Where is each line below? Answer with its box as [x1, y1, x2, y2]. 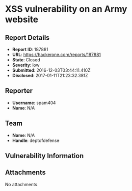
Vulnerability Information [5, 152, 84, 160]
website [5, 14, 38, 25]
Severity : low [12, 62, 40, 68]
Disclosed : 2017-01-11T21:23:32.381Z [12, 73, 88, 78]
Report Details [5, 33, 50, 42]
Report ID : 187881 [12, 47, 49, 52]
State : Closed [12, 57, 40, 62]
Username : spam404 [12, 100, 56, 106]
